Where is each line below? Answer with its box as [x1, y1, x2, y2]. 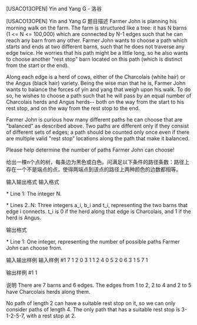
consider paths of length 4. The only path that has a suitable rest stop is [6, 306, 181, 313]
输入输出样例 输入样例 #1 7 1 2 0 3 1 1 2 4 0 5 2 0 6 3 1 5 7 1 [6, 257, 148, 264]
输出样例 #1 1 [6, 269, 38, 276]
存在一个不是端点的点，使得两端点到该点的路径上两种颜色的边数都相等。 [6, 166, 181, 173]
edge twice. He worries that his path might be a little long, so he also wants [6, 50, 188, 56]
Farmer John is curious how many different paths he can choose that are [6, 116, 183, 123]
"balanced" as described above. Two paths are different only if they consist [6, 123, 189, 129]
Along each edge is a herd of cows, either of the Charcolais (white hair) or [6, 73, 186, 80]
